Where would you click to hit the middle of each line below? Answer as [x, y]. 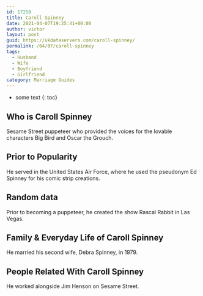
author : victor [26, 29]
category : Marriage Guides [41, 80]
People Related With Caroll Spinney [75, 271]
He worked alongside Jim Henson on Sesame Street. [73, 286]
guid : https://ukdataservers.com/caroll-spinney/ [71, 40]
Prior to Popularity [42, 157]
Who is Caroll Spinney [49, 117]
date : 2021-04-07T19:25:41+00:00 [49, 23]
